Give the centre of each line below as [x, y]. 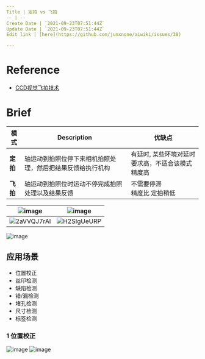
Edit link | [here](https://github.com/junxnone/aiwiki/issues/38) [94, 35]
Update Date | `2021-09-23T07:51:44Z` [56, 29]
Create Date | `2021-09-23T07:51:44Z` [56, 23]
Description [75, 137]
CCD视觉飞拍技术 [37, 88]
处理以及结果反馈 [49, 193]
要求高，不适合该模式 [161, 163]
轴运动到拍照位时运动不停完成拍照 [73, 184]
